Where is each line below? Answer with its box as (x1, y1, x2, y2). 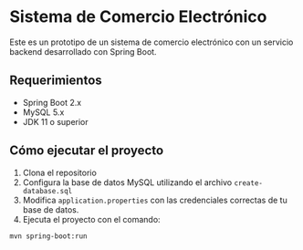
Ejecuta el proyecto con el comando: (22, 214, 162, 224)
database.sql (22, 186, 73, 195)
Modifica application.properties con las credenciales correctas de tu (22, 194, 287, 205)
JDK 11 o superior (22, 116, 89, 127)
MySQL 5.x (22, 107, 65, 118)
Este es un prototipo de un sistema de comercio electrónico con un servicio (9, 36, 294, 47)
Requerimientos (9, 73, 102, 89)
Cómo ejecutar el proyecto (9, 143, 164, 159)
